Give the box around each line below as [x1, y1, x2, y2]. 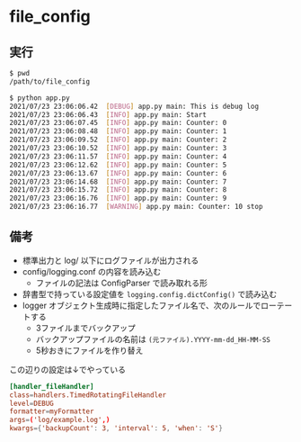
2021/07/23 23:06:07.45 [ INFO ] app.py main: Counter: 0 [9, 119, 227, 128]
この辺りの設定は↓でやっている [9, 364, 126, 374]
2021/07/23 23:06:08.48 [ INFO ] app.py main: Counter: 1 [9, 127, 227, 136]
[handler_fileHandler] [9, 382, 94, 391]
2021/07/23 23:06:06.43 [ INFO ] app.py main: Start [9, 110, 207, 119]
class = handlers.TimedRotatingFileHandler [9, 390, 167, 400]
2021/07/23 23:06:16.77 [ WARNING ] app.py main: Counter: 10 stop [9, 203, 263, 212]
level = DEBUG [9, 399, 54, 408]
